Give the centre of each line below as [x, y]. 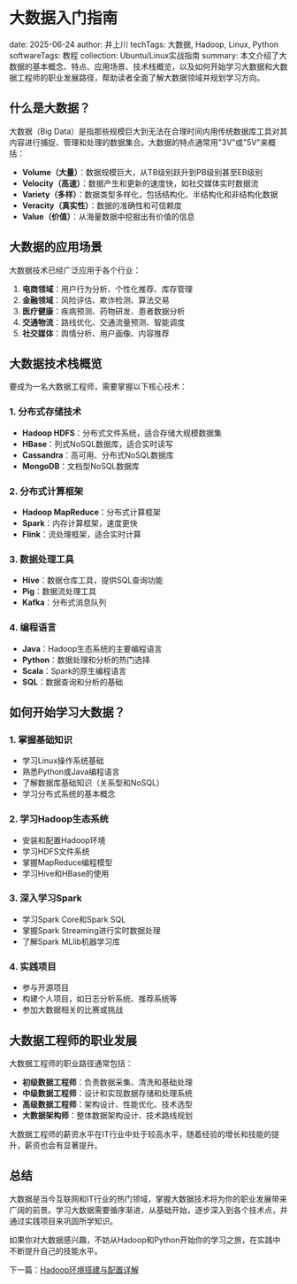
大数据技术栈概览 [56, 364]
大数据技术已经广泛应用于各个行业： [75, 270]
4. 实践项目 [33, 966]
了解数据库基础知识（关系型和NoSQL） [93, 783]
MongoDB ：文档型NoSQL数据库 [80, 466]
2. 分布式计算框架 [46, 491]
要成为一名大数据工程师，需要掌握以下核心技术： [98, 387]
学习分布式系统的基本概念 [69, 794]
